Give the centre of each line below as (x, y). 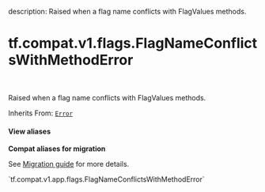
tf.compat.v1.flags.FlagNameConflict (133, 43)
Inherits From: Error (41, 113)
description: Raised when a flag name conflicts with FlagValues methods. (127, 11)
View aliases (30, 131)
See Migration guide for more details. (69, 164)
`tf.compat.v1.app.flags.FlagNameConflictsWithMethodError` (107, 179)
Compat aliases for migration (57, 149)
